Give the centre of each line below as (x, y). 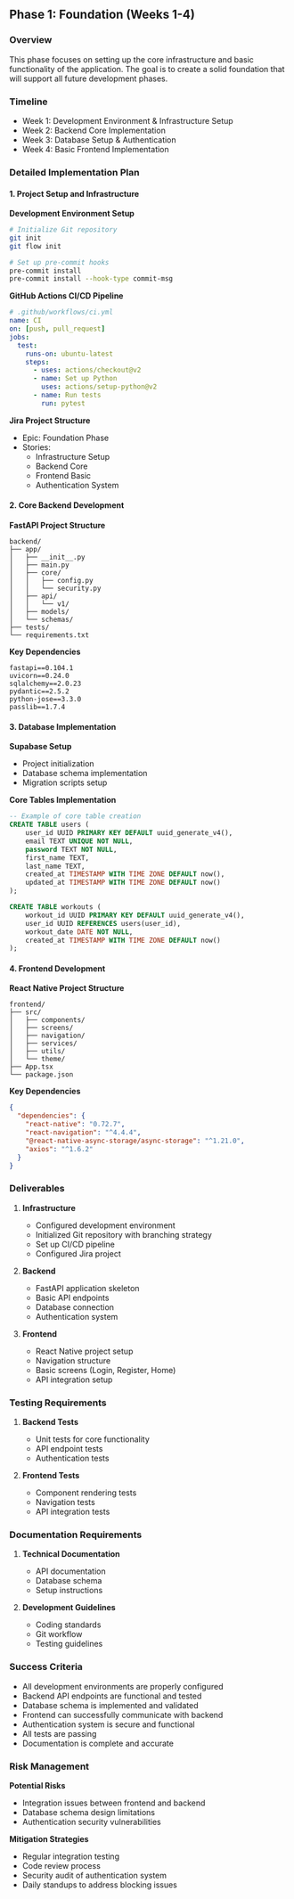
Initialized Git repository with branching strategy (123, 1234)
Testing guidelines (69, 1644)
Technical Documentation (71, 1554)
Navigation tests (65, 1502)
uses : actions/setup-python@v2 (99, 387)
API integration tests (73, 1512)
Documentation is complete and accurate (98, 1743)
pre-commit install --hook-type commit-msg (91, 279)
